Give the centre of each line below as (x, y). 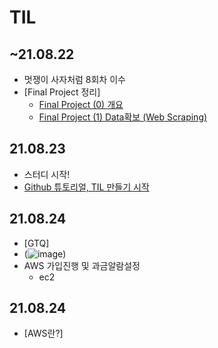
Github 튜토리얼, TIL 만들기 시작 (86, 187)
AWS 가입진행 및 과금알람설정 (82, 265)
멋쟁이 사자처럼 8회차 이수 (74, 79)
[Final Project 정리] (62, 92)
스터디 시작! (47, 174)
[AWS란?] (43, 333)
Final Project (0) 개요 (81, 104)
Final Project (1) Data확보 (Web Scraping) (123, 117)
